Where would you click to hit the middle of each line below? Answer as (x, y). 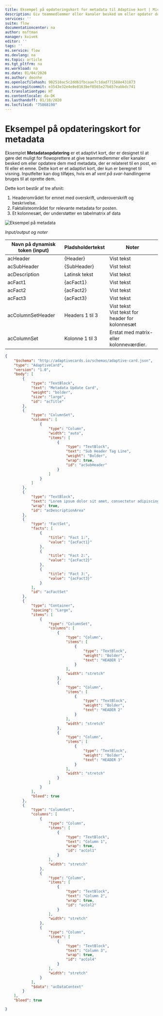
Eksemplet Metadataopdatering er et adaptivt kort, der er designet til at (77, 153)
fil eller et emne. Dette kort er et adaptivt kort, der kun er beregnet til (73, 168)
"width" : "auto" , (66, 433)
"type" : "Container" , (53, 606)
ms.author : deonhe (24, 78)
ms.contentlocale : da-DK (30, 96)
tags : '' (14, 46)
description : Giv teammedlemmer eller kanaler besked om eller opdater (79, 14)
